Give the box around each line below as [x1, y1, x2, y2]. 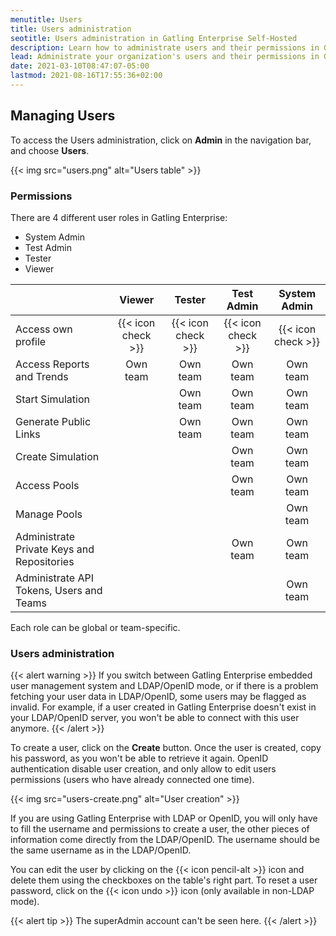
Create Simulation [15, 449, 100, 463]
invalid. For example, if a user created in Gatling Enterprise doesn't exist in [10, 701, 317, 713]
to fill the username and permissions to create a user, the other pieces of [10, 823, 310, 835]
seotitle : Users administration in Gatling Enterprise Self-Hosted [10, 33, 298, 43]
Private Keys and [15, 542, 95, 556]
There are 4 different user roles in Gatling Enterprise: [10, 211, 228, 223]
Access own [15, 322, 73, 336]
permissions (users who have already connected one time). [10, 774, 255, 786]
